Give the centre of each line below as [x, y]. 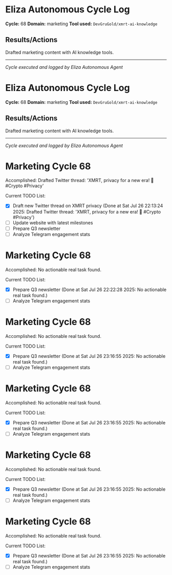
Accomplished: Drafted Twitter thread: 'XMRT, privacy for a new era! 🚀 [80, 181]
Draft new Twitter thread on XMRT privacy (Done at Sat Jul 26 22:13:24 [88, 206]
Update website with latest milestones [53, 223]
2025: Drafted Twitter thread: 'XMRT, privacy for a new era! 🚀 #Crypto [87, 211]
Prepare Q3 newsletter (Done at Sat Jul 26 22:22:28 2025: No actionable [90, 290]
